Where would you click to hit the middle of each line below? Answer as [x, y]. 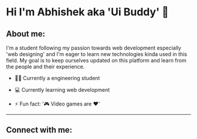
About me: [26, 34]
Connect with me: [39, 130]
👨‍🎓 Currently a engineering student [57, 78]
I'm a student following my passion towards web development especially [94, 48]
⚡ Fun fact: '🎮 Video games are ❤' [57, 104]
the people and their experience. [45, 67]
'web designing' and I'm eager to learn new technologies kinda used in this [97, 54]
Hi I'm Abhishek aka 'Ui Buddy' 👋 [87, 12]
